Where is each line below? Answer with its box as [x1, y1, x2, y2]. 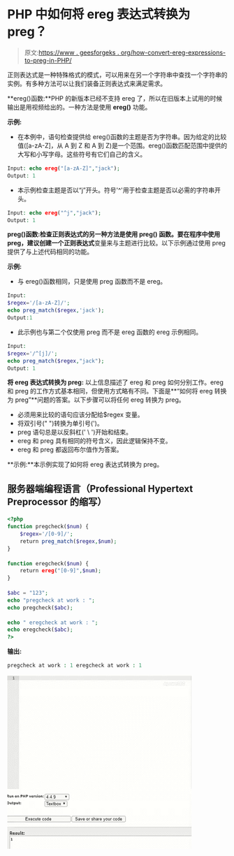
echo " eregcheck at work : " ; [7, 619, 98, 626]
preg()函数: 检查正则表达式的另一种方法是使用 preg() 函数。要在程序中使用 [7, 230, 221, 238]
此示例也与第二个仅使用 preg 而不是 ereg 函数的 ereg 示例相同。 [17, 328, 203, 336]
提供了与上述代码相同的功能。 [7, 247, 93, 256]
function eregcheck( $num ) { [7, 560, 89, 567]
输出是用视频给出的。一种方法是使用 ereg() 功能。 [7, 103, 152, 111]
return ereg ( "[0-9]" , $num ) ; [20, 567, 101, 574]
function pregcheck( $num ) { [7, 523, 89, 530]
